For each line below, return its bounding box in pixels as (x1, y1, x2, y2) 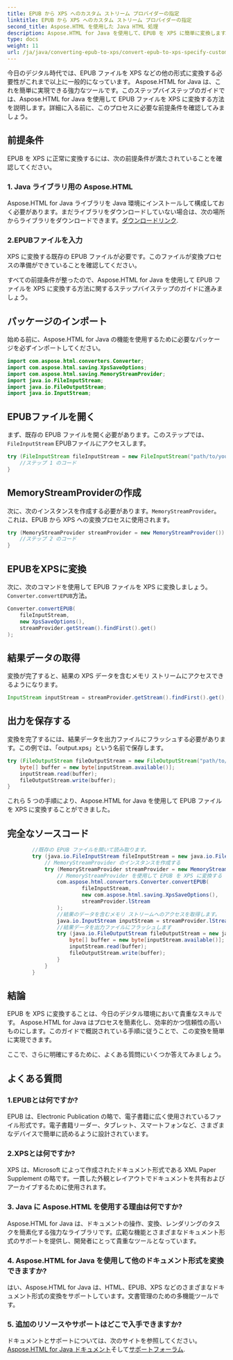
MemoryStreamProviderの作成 (7, 487, 141, 499)
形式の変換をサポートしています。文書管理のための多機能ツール (31, 1291, 214, 1300)
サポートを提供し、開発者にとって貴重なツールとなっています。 (19, 1236, 200, 1245)
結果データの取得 (7, 652, 80, 663)
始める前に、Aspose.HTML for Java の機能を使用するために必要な (7, 335, 196, 343)
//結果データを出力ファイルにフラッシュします (56, 924, 172, 930)
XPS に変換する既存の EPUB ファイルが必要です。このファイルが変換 (7, 253, 204, 261)
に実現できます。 (7, 1035, 55, 1044)
